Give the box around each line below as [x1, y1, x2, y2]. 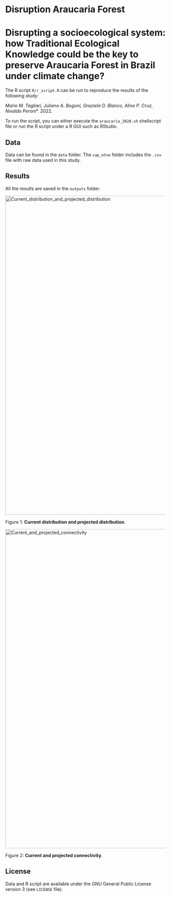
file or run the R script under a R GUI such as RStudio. [5, 124, 118, 130]
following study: [5, 93, 39, 99]
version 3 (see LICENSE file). [5, 886, 63, 892]
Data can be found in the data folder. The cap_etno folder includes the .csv [5, 152, 162, 158]
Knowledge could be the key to [5, 49, 139, 60]
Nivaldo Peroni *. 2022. [5, 108, 53, 114]
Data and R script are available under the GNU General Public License [5, 881, 152, 887]
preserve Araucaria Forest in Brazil [5, 60, 155, 71]
